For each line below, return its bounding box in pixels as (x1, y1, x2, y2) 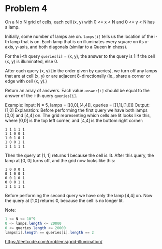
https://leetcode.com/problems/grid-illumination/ (5, 239, 103, 245)
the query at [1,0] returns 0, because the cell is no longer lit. (5, 198, 124, 203)
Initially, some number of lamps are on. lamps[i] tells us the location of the (5, 33, 154, 39)
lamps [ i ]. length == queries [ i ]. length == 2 (5, 230, 94, 235)
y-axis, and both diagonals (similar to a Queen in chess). (15, 44, 128, 50)
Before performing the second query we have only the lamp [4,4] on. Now (5, 192, 153, 198)
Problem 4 (5, 3, 47, 14)
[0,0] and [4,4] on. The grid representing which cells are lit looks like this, (5, 112, 151, 118)
